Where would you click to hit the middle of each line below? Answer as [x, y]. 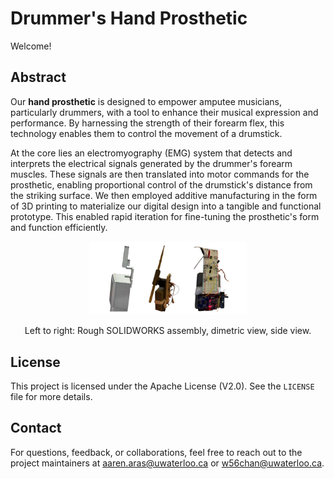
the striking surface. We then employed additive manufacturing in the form [164, 195]
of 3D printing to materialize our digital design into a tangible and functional [166, 206]
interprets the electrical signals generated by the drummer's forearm [151, 163]
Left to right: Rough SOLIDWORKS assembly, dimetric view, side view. [168, 331]
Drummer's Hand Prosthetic [129, 18]
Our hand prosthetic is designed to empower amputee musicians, [146, 101]
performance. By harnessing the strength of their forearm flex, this [147, 123]
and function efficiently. [59, 227]
